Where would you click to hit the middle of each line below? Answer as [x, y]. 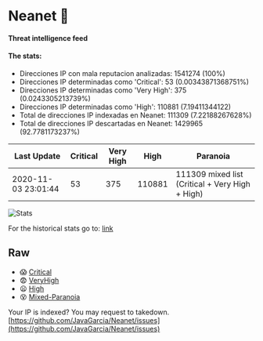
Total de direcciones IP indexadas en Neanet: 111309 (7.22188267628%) [135, 115]
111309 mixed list [210, 174]
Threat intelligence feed [48, 38]
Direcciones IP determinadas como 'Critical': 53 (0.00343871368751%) [134, 82]
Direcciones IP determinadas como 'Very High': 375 [103, 90]
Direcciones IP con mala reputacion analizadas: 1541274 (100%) [122, 73]
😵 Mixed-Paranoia [50, 296]
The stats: [25, 56]
